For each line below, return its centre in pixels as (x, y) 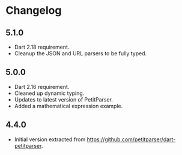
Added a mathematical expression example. (68, 106)
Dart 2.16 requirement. (42, 87)
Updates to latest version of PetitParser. (64, 99)
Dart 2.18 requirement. (42, 47)
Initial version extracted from (50, 139)
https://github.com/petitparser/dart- (131, 139)
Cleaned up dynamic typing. (49, 93)
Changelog (34, 11)
